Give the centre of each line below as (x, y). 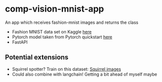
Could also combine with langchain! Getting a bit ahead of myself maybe (85, 74)
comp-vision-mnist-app (55, 9)
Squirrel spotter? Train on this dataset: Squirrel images (66, 69)
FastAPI (20, 42)
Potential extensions (37, 57)
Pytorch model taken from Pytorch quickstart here (62, 37)
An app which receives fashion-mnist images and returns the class (72, 22)
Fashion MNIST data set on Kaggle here (52, 32)
